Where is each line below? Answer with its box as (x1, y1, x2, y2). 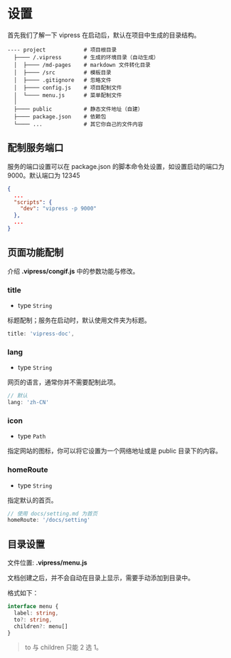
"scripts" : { (14, 198, 53, 206)
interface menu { (7, 603, 59, 610)
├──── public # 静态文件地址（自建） (14, 106, 144, 113)
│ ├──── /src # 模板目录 (14, 68, 112, 76)
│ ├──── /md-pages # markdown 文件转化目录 (14, 61, 151, 68)
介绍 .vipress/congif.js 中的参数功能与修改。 (7, 267, 139, 275)
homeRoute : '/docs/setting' (7, 517, 91, 524)
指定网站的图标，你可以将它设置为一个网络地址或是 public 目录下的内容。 (7, 446, 222, 456)
